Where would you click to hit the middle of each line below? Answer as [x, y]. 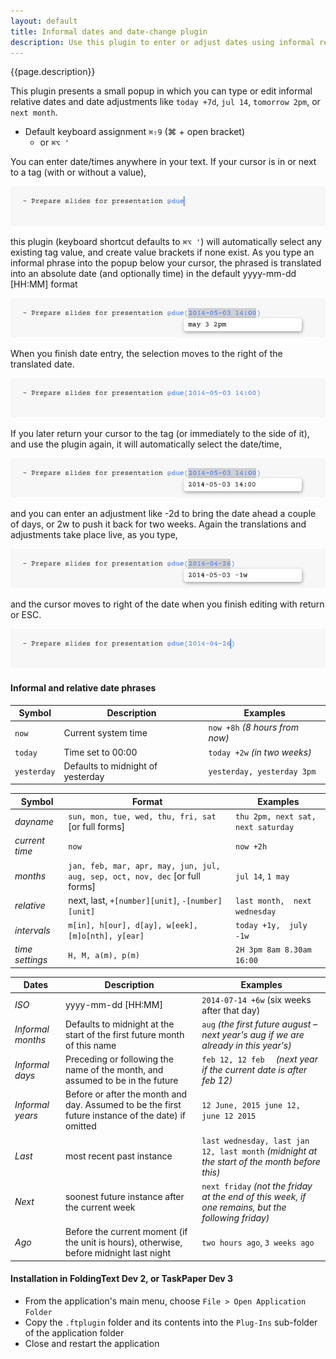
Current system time [105, 732]
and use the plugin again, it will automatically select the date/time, [146, 444]
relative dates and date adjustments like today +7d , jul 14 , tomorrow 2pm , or [165, 102]
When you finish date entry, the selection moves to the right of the [146, 354]
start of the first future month [124, 1034]
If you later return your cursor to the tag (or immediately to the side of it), [160, 434]
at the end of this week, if [254, 1196]
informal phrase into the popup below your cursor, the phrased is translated [166, 263]
